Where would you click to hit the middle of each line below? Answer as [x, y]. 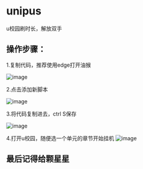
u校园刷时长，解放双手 [34, 28]
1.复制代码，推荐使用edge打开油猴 [49, 65]
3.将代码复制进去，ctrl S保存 [41, 114]
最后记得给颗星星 [38, 159]
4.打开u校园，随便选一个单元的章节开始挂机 [60, 138]
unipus [24, 11]
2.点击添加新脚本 [27, 89]
